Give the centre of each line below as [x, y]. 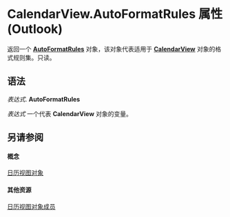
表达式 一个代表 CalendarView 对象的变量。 [70, 113]
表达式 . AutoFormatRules [44, 99]
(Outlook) [35, 29]
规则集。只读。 [34, 57]
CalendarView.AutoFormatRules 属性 [115, 14]
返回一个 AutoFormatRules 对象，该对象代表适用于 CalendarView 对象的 [111, 49]
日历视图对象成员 [31, 206]
